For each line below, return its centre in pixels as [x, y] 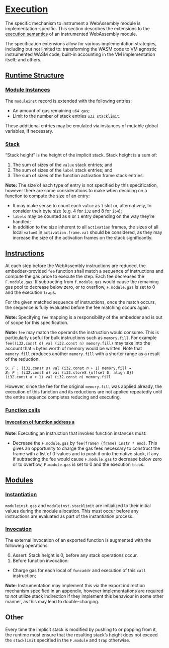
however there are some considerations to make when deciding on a [76, 190]
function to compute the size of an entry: [48, 196]
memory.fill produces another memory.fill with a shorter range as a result [82, 354]
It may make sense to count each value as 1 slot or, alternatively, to [82, 205]
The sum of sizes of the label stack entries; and [62, 170]
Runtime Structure [35, 76]
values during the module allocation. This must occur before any [72, 511]
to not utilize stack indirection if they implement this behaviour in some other [84, 596]
